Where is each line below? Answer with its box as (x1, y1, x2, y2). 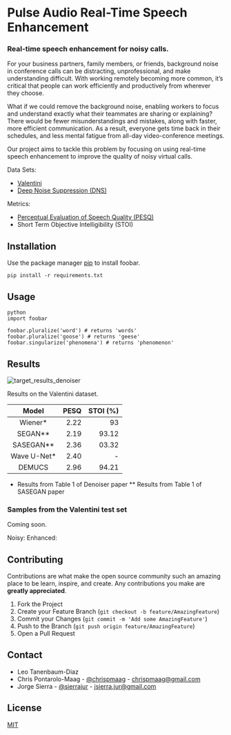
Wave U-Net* (10, 451, 57, 461)
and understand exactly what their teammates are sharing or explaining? (7, 110, 212, 118)
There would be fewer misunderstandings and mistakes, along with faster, (7, 117, 217, 125)
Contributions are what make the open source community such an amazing (7, 572, 221, 581)
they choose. (7, 89, 45, 97)
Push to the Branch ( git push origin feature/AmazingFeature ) (17, 622, 195, 630)
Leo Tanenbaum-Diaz (17, 667, 79, 676)
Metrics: (7, 200, 31, 208)
